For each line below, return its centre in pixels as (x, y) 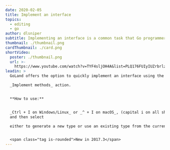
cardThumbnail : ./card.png (34, 48)
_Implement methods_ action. (40, 85)
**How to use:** (27, 99)
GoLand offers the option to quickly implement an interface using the (87, 76)
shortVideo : (18, 52)
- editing (20, 24)
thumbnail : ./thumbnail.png (35, 43)
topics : (13, 19)
